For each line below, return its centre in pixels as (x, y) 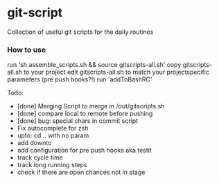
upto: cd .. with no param (53, 135)
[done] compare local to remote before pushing (85, 114)
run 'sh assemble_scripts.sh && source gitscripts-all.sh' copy (94, 65)
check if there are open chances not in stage (81, 172)
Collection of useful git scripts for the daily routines (80, 32)
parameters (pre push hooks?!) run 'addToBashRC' (80, 79)
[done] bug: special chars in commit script (78, 121)
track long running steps (52, 165)
